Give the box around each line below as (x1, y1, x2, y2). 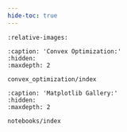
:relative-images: (7, 33, 68, 41)
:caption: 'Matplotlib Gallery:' (7, 89, 118, 97)
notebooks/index (7, 117, 61, 125)
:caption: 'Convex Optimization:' (7, 47, 122, 56)
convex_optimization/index (7, 75, 97, 83)
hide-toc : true (7, 11, 58, 20)
